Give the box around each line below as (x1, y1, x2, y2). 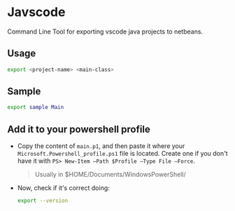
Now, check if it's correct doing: (17, 184, 110, 192)
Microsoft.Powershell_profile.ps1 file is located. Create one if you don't (17, 150, 229, 158)
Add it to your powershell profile (7, 123, 150, 135)
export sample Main (7, 104, 64, 111)
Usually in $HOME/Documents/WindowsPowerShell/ (34, 170, 187, 179)
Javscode (7, 4, 66, 20)
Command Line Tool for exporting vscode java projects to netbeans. (7, 27, 204, 36)
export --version (17, 197, 69, 205)
